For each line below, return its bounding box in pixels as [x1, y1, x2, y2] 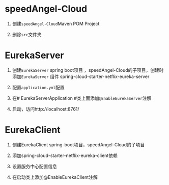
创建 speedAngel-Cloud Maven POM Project [12, 20, 100, 27]
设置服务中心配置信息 [12, 163, 57, 169]
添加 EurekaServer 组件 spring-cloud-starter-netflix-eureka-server [12, 73, 150, 80]
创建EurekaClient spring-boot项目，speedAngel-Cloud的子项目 [12, 141, 145, 148]
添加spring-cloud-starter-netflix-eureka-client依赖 [12, 152, 118, 158]
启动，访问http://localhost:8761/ [12, 105, 79, 112]
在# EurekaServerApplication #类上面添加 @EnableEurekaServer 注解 [12, 95, 152, 101]
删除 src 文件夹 [12, 31, 42, 37]
